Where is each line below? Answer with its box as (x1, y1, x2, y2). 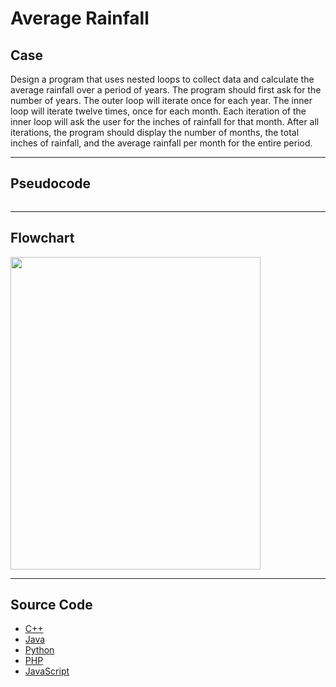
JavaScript (24, 665, 70, 677)
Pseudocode (10, 175, 92, 192)
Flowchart (10, 230, 75, 247)
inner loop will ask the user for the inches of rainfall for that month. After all (10, 116, 320, 127)
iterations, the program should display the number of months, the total (10, 127, 300, 138)
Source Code (10, 597, 93, 614)
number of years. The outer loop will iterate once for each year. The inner (10, 95, 313, 106)
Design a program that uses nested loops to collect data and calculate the (10, 73, 315, 85)
